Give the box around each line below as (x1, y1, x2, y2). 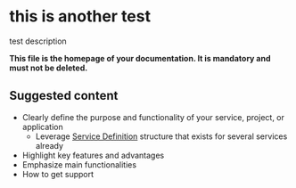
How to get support (21, 168, 95, 179)
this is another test (9, 6, 152, 27)
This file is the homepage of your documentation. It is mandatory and (9, 53, 271, 63)
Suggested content (9, 88, 119, 103)
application (21, 121, 64, 132)
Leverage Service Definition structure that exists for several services (35, 131, 288, 142)
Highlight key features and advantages (21, 150, 165, 160)
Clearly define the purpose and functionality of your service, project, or (21, 111, 285, 122)
